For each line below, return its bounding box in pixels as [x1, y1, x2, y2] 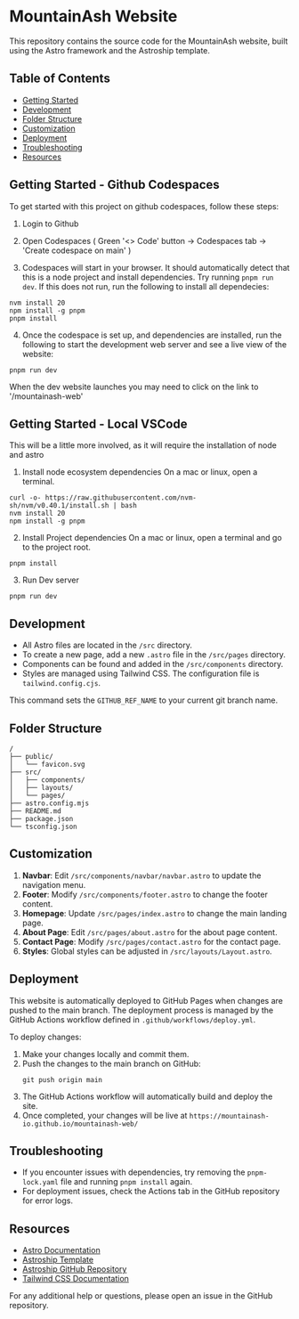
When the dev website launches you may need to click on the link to [9, 381, 259, 392]
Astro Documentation [21, 1245, 101, 1256]
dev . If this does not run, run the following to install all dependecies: [21, 281, 270, 291]
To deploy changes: [9, 1031, 82, 1042]
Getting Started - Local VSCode [9, 416, 188, 431]
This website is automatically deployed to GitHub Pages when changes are [9, 995, 283, 1006]
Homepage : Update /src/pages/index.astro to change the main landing [21, 908, 287, 918]
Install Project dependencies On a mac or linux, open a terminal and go [21, 533, 282, 543]
